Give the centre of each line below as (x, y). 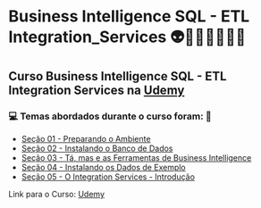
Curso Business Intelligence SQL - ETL (118, 76)
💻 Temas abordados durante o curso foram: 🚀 (110, 116)
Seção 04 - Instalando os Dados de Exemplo (103, 167)
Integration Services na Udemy (97, 90)
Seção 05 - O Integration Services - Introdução (108, 177)
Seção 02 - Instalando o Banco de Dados (97, 148)
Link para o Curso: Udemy (56, 194)
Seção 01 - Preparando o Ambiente (86, 138)
